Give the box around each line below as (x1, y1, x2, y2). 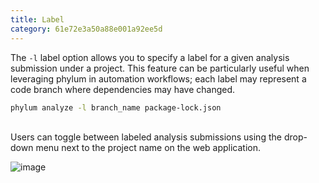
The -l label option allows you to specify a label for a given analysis (10, 51, 290, 63)
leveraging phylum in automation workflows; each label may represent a (10, 72, 307, 85)
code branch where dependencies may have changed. (10, 83, 236, 95)
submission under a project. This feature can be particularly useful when (10, 62, 310, 74)
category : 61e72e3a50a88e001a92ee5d (10, 24, 163, 34)
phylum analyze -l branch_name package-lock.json (10, 102, 222, 113)
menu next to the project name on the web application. (35, 142, 262, 154)
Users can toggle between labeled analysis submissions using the (10, 131, 282, 143)
